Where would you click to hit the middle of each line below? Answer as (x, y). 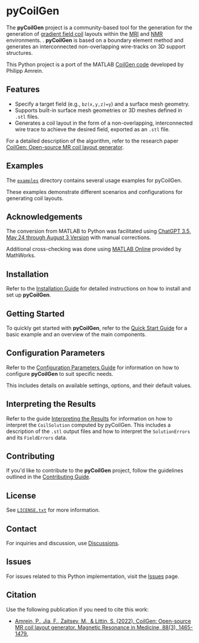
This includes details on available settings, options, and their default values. (99, 385)
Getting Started (35, 313)
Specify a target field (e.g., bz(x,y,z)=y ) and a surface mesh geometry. (102, 104)
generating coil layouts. (35, 198)
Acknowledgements (44, 217)
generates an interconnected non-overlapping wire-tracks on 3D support (96, 47)
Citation (21, 595)
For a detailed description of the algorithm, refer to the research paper (92, 141)
